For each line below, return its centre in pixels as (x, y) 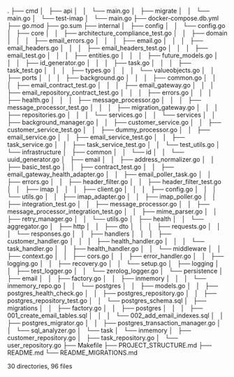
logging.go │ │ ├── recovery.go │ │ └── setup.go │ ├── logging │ (113, 263)
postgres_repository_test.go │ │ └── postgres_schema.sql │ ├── (107, 300)
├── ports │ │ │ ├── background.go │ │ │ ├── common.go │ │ (112, 78)
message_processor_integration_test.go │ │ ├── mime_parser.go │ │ (112, 211)
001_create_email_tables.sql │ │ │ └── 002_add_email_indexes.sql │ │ (116, 315)
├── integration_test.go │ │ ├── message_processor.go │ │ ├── (109, 204)
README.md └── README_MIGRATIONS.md (73, 353)
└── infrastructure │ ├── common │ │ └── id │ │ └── (96, 152)
